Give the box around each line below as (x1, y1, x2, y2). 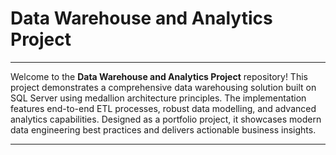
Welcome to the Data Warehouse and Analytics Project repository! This (10, 70, 308, 82)
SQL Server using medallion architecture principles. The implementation (10, 92, 307, 104)
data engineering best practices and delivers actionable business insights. (10, 123, 317, 136)
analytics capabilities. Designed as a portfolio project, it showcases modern (10, 113, 322, 125)
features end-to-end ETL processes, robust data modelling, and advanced (10, 102, 317, 114)
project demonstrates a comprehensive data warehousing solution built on (10, 81, 317, 93)
